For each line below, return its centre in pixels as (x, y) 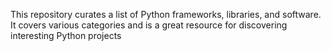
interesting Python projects (66, 35)
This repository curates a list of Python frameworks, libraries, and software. (166, 14)
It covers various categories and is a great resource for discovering (149, 25)
